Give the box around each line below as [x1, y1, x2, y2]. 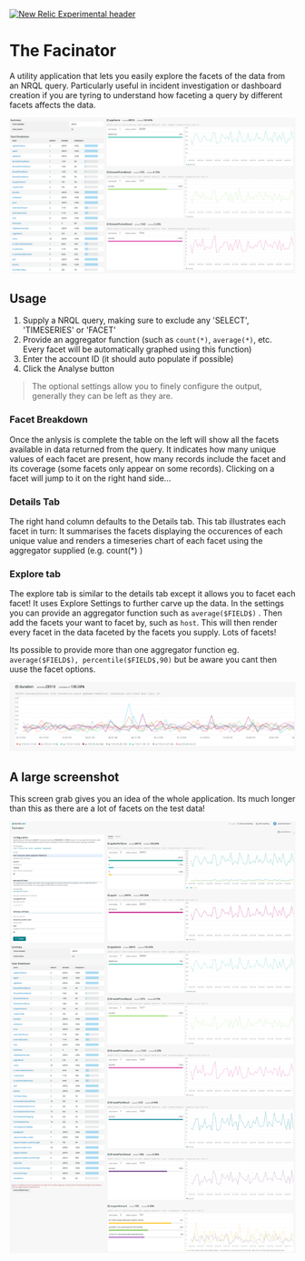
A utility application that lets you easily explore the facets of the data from [9, 70, 286, 81]
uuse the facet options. [9, 664, 96, 675]
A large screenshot [9, 769, 120, 785]
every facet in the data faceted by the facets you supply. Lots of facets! [9, 627, 277, 638]
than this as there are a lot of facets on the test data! [9, 803, 206, 814]
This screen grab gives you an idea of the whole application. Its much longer [9, 794, 296, 805]
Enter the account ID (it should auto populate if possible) [22, 354, 234, 365]
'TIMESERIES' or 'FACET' [22, 325, 116, 335]
